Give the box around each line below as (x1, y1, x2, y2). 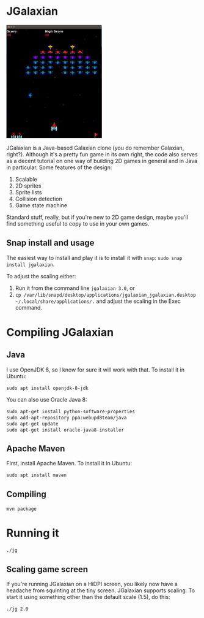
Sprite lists (15, 188, 42, 196)
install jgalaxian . (6, 261, 55, 268)
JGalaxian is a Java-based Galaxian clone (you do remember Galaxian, (6, 144, 184, 151)
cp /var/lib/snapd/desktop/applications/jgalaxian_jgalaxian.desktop (15, 292, 197, 298)
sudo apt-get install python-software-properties (6, 408, 136, 414)
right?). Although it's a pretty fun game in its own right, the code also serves (6, 150, 198, 158)
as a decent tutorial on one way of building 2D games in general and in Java (6, 157, 198, 164)
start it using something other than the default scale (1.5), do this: (6, 593, 170, 601)
